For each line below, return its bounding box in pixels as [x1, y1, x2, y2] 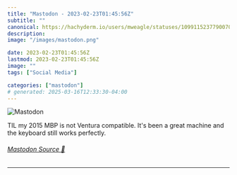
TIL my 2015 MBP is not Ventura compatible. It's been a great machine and [7, 121, 224, 130]
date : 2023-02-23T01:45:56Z [7, 49, 90, 56]
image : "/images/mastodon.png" [7, 37, 99, 44]
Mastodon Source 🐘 [7, 145, 66, 153]
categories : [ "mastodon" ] [7, 82, 83, 89]
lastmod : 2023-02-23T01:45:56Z [7, 56, 99, 64]
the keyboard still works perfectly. [7, 128, 107, 138]
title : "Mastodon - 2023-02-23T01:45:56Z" [7, 10, 134, 18]
